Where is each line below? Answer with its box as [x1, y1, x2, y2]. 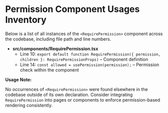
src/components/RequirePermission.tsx [12, 45, 99, 51]
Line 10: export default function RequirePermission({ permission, [20, 51, 161, 57]
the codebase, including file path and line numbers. [5, 36, 111, 42]
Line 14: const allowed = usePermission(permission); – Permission [20, 61, 159, 67]
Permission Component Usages [5, 3, 140, 15]
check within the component [20, 66, 79, 73]
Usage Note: [5, 76, 32, 82]
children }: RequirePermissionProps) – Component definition [20, 56, 148, 62]
